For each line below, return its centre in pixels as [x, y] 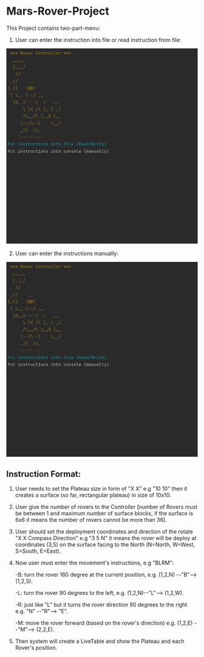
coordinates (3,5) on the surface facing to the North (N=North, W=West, [105, 545]
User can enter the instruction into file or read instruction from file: [98, 40]
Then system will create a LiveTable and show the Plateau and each [100, 641]
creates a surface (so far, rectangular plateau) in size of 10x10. [93, 495]
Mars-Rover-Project [58, 11]
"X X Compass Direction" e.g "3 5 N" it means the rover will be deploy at [106, 538]
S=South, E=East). [38, 551]
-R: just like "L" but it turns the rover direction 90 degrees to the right [101, 605]
